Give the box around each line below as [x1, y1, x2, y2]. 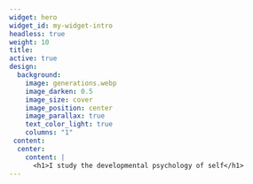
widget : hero [9, 12, 58, 22]
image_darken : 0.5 [25, 87, 93, 96]
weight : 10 [9, 37, 50, 47]
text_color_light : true [25, 120, 114, 129]
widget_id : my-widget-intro [9, 21, 114, 30]
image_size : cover [25, 95, 93, 104]
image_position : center [25, 103, 114, 112]
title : [9, 46, 34, 55]
